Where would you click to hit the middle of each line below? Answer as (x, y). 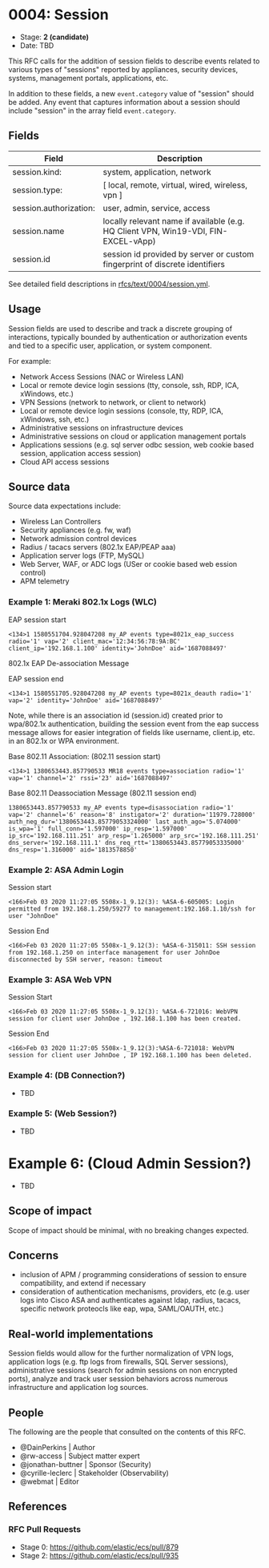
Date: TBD (37, 45)
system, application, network (157, 172)
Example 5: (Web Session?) (63, 1113)
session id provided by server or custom (179, 254)
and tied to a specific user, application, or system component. (110, 346)
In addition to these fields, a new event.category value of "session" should (131, 93)
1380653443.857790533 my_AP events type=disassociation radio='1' (121, 807)
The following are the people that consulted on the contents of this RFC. (127, 1432)
